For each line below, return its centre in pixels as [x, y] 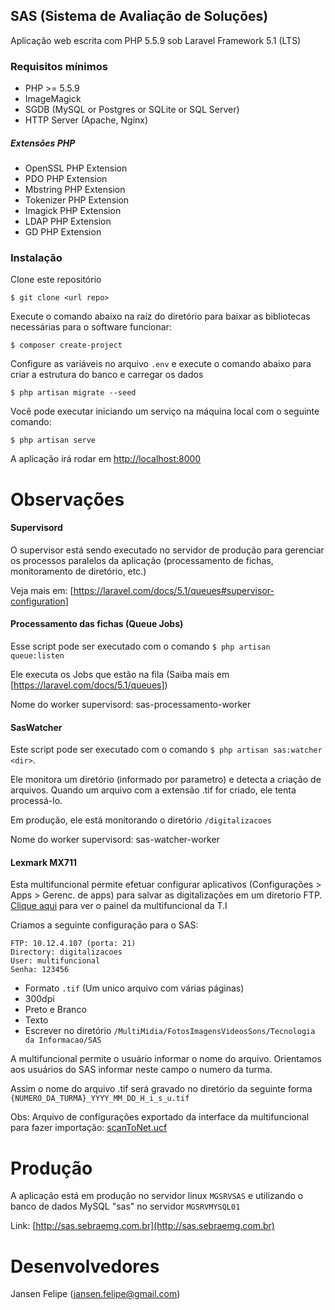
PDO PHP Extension [66, 179]
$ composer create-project [66, 345]
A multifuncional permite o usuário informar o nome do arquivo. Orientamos [166, 1059]
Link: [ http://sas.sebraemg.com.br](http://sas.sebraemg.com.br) [142, 1226]
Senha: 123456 [40, 970]
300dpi [39, 999]
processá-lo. [36, 801]
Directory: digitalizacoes [66, 952]
